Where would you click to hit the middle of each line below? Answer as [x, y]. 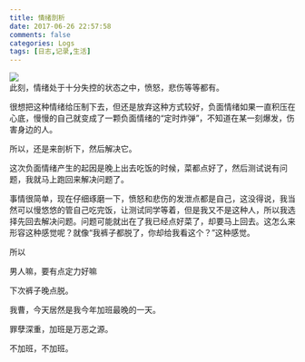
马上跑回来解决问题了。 [84, 180]
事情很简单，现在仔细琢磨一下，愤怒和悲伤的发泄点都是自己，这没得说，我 [148, 199]
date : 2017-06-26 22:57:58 [60, 26]
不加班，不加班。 [41, 348]
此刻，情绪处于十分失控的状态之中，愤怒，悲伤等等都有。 [117, 88]
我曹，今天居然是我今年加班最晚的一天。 [85, 310]
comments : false [40, 34]
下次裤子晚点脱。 [41, 290]
